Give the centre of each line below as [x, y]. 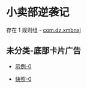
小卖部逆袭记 [38, 12]
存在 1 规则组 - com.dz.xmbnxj [43, 30]
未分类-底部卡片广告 [43, 51]
